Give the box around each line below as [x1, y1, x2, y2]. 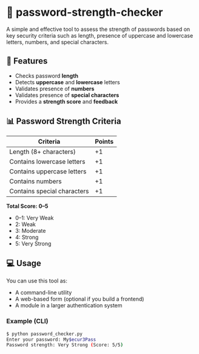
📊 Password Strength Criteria [6, 116, 121, 127]
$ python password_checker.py [6, 330, 83, 337]
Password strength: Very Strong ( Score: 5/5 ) [6, 342, 123, 348]
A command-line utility [15, 289, 72, 296]
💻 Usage [6, 258, 41, 269]
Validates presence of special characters [15, 91, 120, 99]
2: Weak [15, 221, 36, 228]
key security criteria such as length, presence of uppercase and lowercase [6, 32, 194, 39]
